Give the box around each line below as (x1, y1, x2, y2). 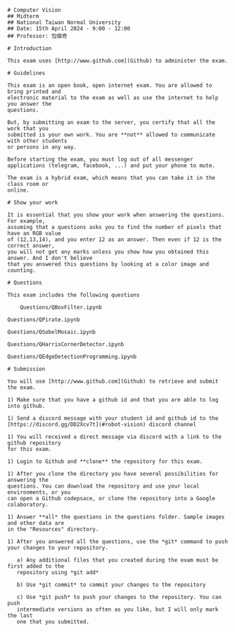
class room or (7, 180, 49, 187)
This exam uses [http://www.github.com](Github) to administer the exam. (7, 57, 229, 64)
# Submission (7, 366, 46, 373)
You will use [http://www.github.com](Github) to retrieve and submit (7, 378, 219, 385)
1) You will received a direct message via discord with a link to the (7, 433, 222, 440)
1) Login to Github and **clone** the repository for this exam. (7, 458, 203, 465)
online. (7, 187, 30, 194)
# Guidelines (7, 70, 46, 77)
